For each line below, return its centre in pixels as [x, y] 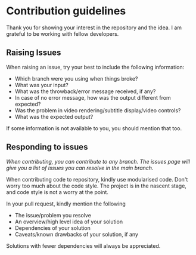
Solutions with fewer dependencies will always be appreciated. [83, 245]
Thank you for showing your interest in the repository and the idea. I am [94, 27]
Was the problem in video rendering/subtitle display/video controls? [98, 110]
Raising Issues [34, 53]
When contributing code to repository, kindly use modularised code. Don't [97, 179]
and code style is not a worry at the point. [57, 192]
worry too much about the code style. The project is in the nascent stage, [96, 186]
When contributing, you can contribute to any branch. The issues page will [98, 161]
